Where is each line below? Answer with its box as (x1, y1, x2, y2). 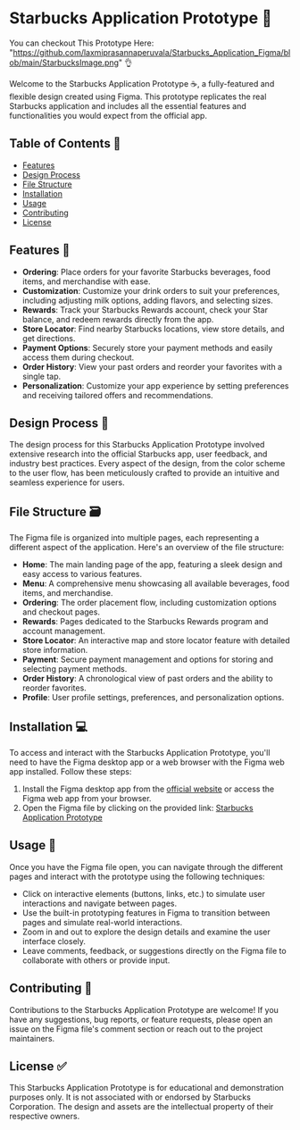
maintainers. (9, 1033, 55, 1043)
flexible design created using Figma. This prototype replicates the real (9, 91, 267, 102)
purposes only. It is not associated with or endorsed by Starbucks (9, 1092, 252, 1102)
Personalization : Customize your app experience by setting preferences (21, 380, 289, 391)
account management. (21, 625, 105, 637)
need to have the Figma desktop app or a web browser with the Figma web (9, 757, 285, 767)
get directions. (21, 332, 76, 343)
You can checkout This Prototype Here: (9, 38, 154, 48)
